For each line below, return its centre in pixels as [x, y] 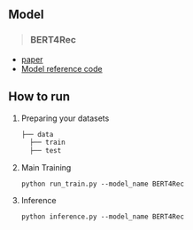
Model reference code [62, 68]
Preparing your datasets [65, 118]
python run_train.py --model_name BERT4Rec [103, 184]
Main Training [46, 168]
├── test [46, 151]
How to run [39, 97]
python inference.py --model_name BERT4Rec [103, 217]
